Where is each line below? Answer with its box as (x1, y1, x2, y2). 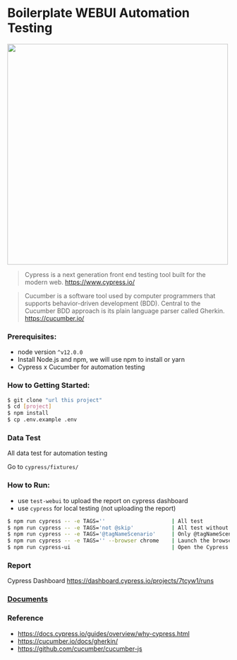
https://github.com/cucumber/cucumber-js (17, 644, 142, 653)
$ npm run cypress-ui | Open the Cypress (7, 544, 229, 551)
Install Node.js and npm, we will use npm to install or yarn (17, 355, 186, 364)
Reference (7, 613, 44, 623)
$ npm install (7, 410, 49, 417)
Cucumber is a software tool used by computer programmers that (24, 291, 216, 300)
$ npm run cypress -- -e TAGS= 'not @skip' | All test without (7, 524, 229, 531)
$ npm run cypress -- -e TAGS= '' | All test (7, 517, 203, 524)
